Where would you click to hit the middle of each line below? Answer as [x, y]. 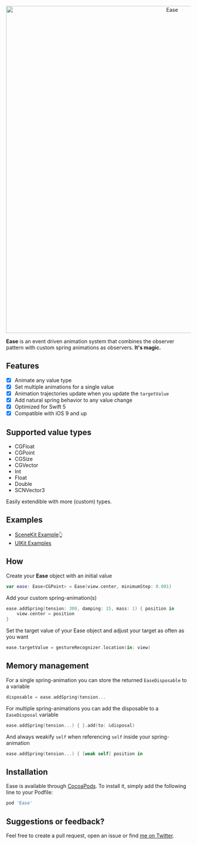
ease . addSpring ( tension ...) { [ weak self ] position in [74, 754]
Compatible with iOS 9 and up [51, 413]
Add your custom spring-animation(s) [51, 597]
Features [23, 366]
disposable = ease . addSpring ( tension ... [56, 697]
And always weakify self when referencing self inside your [78, 737]
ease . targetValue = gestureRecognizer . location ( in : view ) [78, 648]
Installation [27, 772]
